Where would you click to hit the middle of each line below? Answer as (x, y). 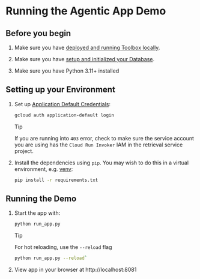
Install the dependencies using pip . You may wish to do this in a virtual (102, 163)
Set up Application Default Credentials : (62, 104)
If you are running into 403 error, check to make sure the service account (104, 138)
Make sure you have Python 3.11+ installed (67, 71)
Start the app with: (37, 213)
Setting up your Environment (60, 90)
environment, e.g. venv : (44, 169)
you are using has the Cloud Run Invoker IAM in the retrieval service (98, 145)
